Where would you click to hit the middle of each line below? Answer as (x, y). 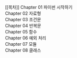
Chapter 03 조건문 (23, 19)
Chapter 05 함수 (21, 32)
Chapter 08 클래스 (23, 50)
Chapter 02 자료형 (23, 13)
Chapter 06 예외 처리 (26, 38)
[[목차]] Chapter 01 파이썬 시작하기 (39, 7)
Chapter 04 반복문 (23, 26)
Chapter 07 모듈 (21, 44)
